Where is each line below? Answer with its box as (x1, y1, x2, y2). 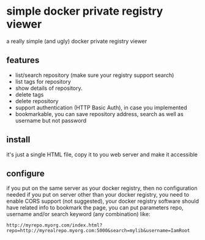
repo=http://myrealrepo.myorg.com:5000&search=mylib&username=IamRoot (6, 228, 190, 234)
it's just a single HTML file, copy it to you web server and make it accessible (6, 151, 198, 158)
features (6, 55, 40, 65)
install (6, 134, 31, 145)
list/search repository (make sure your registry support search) (15, 71, 174, 79)
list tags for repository (15, 78, 72, 85)
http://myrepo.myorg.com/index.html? (6, 222, 103, 228)
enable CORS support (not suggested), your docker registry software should (6, 197, 199, 205)
